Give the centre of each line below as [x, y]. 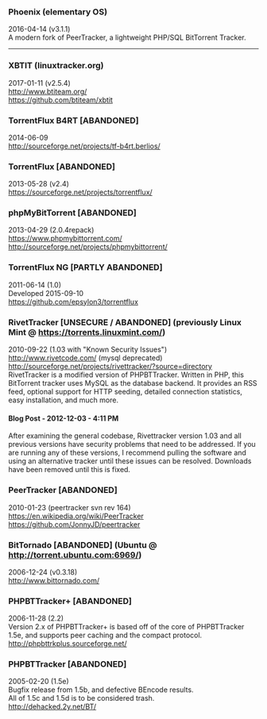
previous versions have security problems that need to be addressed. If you [132, 444]
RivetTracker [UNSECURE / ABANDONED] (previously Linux [125, 322]
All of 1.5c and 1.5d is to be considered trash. [81, 698]
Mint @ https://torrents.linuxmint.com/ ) [87, 332]
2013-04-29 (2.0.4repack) [51, 230]
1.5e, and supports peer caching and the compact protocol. [105, 635]
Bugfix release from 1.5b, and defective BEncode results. [101, 690]
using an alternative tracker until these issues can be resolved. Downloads [130, 461]
